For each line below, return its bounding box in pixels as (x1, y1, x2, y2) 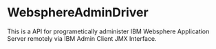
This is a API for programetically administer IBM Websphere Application (7, 27, 210, 35)
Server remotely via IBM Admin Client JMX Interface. (7, 34, 157, 42)
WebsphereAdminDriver (7, 5, 149, 20)
